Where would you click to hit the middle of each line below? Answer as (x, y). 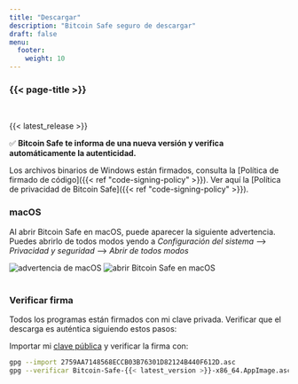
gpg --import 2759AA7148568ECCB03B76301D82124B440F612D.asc (123, 362)
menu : (19, 42)
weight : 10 (45, 59)
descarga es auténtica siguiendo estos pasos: (93, 328)
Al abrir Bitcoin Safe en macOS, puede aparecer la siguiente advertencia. (143, 231)
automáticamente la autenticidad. (73, 153)
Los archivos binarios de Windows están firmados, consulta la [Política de (144, 170)
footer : (31, 51)
